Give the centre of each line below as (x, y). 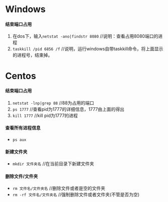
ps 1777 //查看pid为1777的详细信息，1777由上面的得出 (68, 109)
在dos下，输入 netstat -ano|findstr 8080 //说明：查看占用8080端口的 (85, 36)
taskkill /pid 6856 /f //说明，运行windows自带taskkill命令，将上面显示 (88, 49)
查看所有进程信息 (23, 128)
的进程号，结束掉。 (32, 55)
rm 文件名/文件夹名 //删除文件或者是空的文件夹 (59, 188)
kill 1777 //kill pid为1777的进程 (45, 115)
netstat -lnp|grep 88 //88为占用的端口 (53, 103)
